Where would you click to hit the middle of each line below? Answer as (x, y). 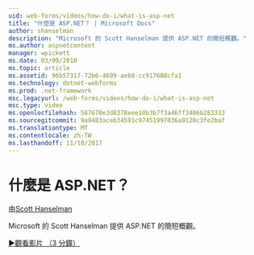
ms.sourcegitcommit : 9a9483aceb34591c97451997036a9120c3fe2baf (117, 121)
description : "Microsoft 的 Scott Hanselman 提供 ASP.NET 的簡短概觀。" (128, 38)
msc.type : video (35, 105)
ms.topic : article (39, 68)
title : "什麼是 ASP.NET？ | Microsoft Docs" (82, 23)
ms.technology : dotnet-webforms (62, 83)
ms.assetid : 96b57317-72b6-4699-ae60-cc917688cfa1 (95, 76)
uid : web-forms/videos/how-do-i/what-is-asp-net (92, 16)
